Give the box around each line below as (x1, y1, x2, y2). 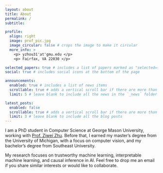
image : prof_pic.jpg (9, 38, 51, 44)
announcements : (5, 79, 36, 83)
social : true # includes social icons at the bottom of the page (5, 70, 140, 75)
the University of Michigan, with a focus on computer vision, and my (5, 138, 142, 143)
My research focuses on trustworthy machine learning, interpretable (5, 152, 142, 158)
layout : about (5, 7, 34, 12)
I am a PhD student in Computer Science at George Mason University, (5, 127, 145, 133)
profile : (5, 30, 23, 34)
